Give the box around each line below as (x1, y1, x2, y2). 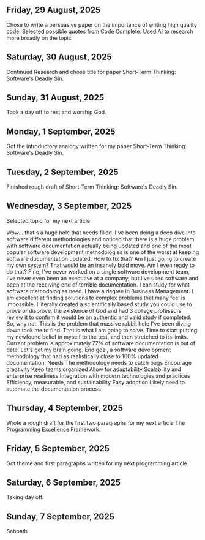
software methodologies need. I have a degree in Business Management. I (6, 287, 193, 294)
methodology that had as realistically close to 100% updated (6, 352, 159, 360)
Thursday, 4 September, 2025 (6, 403, 124, 413)
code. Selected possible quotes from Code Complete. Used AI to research (6, 28, 193, 35)
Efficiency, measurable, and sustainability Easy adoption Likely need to (6, 378, 185, 386)
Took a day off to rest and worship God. (6, 108, 106, 116)
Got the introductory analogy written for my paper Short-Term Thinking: (6, 143, 187, 150)
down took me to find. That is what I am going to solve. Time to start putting (6, 326, 198, 334)
